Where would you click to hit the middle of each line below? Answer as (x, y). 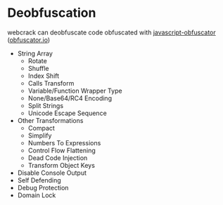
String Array (35, 53)
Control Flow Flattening (62, 150)
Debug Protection (43, 187)
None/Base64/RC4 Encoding (70, 98)
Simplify (40, 135)
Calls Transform (51, 83)
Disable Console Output (52, 173)
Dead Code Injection (58, 158)
